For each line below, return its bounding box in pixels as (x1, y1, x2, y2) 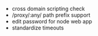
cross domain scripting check (11, 5, 85, 12)
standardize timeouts (11, 24, 64, 31)
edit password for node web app (11, 18, 93, 25)
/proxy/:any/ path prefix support (11, 11, 91, 19)
